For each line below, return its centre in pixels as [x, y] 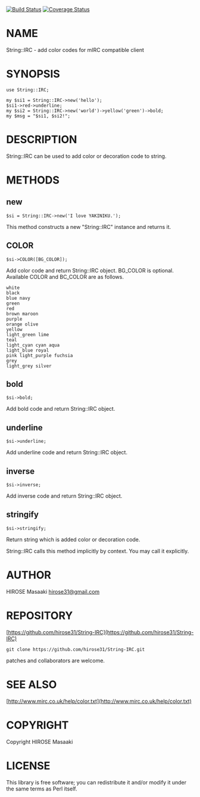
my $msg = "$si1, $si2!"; [38, 116]
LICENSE [28, 766]
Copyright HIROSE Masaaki [40, 742]
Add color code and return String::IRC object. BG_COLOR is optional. [90, 270]
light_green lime [28, 334]
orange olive [22, 324]
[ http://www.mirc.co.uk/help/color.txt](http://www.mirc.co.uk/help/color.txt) [99, 701]
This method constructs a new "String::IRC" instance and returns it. [89, 227]
